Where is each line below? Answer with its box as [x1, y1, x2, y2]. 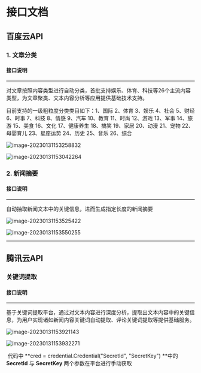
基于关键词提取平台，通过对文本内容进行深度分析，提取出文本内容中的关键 [6, 309, 190, 316]
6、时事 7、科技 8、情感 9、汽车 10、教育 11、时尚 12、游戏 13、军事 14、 [6, 115, 188, 122]
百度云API [6, 31, 44, 41]
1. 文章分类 [6, 50, 37, 59]
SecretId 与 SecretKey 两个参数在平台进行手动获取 [6, 360, 132, 367]
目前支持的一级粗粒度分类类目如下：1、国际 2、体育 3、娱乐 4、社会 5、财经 [6, 107, 195, 114]
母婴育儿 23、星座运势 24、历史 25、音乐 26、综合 [6, 130, 133, 137]
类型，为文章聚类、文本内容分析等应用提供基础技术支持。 [6, 94, 148, 101]
